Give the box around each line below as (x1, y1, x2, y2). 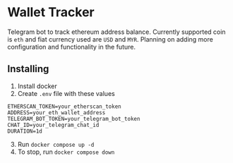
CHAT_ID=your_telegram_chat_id (7, 121, 100, 128)
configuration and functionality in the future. (7, 42, 136, 51)
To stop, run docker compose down (17, 147, 115, 156)
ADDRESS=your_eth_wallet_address (7, 109, 106, 116)
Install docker (17, 82, 58, 90)
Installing (7, 63, 49, 75)
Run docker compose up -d (17, 140, 95, 148)
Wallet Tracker (7, 4, 95, 20)
